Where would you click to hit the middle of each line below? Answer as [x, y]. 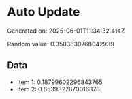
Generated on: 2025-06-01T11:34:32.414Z [66, 31]
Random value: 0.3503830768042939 [61, 44]
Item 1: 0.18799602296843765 [60, 82]
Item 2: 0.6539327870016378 [58, 89]
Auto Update [44, 12]
